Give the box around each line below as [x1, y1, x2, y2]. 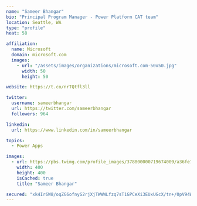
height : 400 [16, 170, 46, 176]
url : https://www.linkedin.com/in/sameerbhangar [11, 127, 133, 133]
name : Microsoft [11, 46, 51, 53]
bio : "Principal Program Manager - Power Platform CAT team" [6, 14, 159, 20]
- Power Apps [11, 143, 43, 149]
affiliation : [6, 41, 38, 47]
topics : [6, 138, 25, 143]
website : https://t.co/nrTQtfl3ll [6, 84, 91, 90]
